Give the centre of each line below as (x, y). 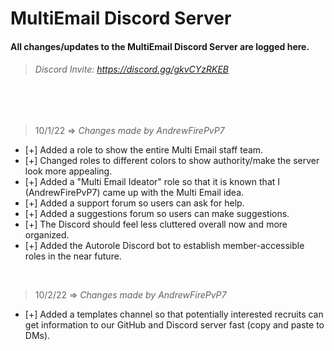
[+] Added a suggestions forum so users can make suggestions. (157, 213)
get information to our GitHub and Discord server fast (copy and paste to (174, 324)
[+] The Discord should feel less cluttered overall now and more (156, 224)
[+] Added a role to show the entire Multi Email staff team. (144, 149)
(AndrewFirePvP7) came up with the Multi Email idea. (134, 192)
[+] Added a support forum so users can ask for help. (134, 203)
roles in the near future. (73, 256)
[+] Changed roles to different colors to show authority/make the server (172, 160)
